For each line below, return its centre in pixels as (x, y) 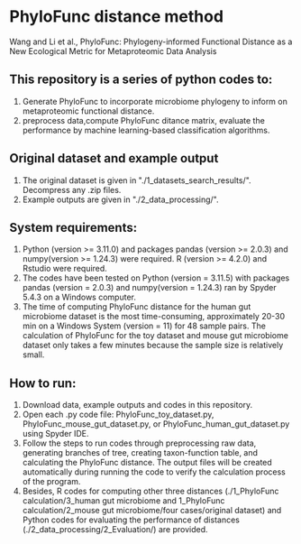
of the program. (51, 482)
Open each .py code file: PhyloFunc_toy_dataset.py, (118, 415)
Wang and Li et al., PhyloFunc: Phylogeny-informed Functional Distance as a (151, 41)
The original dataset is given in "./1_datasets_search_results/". (137, 180)
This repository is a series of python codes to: (141, 80)
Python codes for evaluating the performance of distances (131, 520)
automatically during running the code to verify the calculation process (154, 472)
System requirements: (73, 227)
